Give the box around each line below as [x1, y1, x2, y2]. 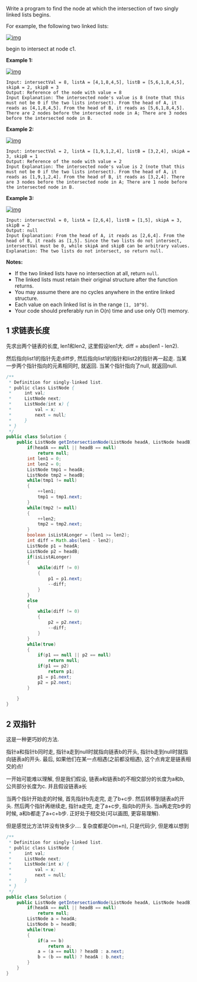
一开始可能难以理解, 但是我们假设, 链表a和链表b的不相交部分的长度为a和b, [6, 775, 185, 782]
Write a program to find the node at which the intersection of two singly [6, 5, 179, 12]
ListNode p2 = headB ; [27, 548, 80, 554]
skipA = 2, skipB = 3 [6, 85, 59, 90]
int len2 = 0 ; [27, 461, 62, 467]
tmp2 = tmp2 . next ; [37, 521, 83, 527]
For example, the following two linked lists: [6, 23, 109, 29]
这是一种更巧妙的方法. [6, 736, 60, 743]
